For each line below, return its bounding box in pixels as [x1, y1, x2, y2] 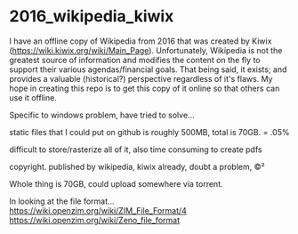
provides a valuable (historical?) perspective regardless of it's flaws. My [9, 73, 273, 84]
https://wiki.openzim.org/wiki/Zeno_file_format [9, 214, 181, 225]
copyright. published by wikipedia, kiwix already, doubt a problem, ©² [9, 161, 265, 172]
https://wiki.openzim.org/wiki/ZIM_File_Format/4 [9, 205, 187, 215]
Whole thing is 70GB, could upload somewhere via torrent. [9, 178, 224, 189]
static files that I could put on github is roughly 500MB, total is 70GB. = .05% [9, 126, 290, 137]
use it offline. [9, 92, 58, 103]
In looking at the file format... [9, 196, 115, 206]
